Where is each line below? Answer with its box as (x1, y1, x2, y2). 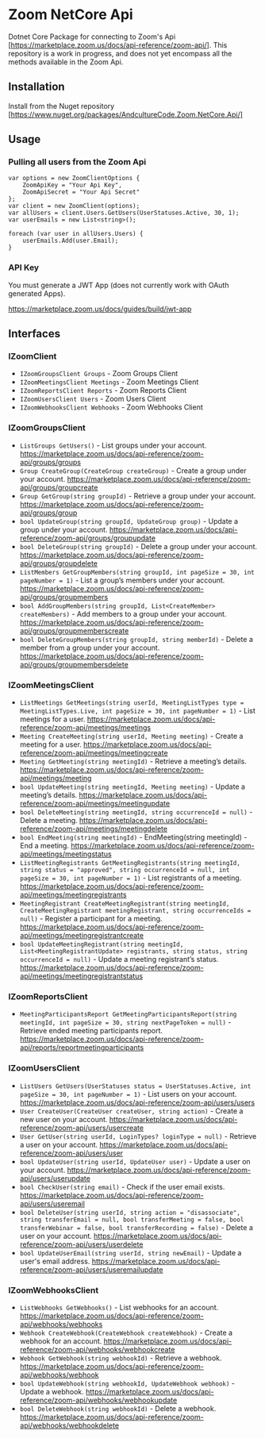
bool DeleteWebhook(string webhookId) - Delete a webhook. (19, 1403, 217, 1413)
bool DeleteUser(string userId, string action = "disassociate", (19, 1209, 240, 1217)
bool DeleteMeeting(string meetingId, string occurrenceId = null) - (19, 807, 253, 817)
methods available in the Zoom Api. (8, 57, 124, 67)
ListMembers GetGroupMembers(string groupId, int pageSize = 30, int (19, 568, 255, 576)
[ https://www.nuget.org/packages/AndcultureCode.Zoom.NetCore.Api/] (8, 110, 244, 119)
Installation (8, 80, 65, 94)
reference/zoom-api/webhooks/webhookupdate (19, 1395, 178, 1405)
